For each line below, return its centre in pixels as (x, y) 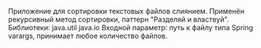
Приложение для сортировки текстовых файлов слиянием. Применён (126, 11)
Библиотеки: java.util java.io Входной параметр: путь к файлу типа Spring (131, 27)
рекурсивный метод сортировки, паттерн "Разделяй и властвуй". (119, 19)
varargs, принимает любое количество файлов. (88, 36)
